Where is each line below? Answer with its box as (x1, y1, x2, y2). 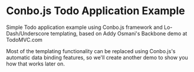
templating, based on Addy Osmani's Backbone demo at (50, 30, 188, 37)
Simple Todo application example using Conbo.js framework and (6, 24, 163, 31)
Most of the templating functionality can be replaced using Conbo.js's (6, 47, 176, 54)
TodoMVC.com (6, 36, 43, 43)
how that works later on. (6, 60, 65, 67)
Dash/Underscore (6, 30, 50, 37)
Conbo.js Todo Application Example (6, 4, 185, 18)
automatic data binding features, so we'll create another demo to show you (6, 54, 189, 61)
